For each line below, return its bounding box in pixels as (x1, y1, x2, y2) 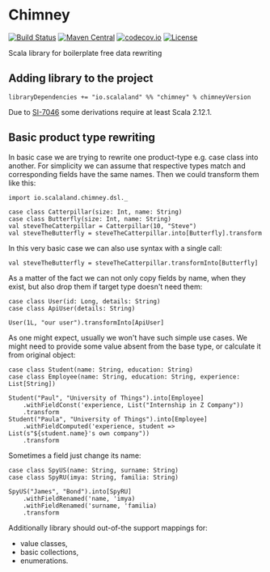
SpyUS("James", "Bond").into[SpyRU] (8, 487, 132, 495)
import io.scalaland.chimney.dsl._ (8, 193, 129, 201)
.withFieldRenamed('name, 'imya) (23, 494, 136, 502)
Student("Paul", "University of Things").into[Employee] (8, 394, 205, 402)
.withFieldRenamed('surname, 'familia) (23, 502, 158, 510)
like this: (8, 178, 36, 188)
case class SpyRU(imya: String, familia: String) (8, 473, 179, 481)
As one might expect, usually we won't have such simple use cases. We (8, 333, 248, 342)
